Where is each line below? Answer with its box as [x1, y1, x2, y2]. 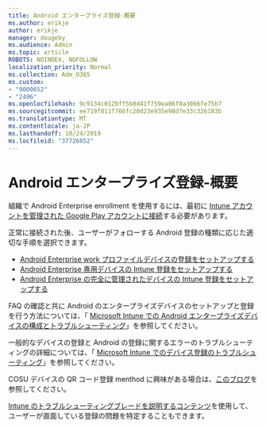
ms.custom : [8, 78, 44, 86]
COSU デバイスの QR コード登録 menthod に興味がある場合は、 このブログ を [8, 374, 258, 384]
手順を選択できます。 [21, 238, 91, 247]
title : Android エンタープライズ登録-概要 [8, 11, 137, 20]
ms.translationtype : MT [8, 115, 87, 123]
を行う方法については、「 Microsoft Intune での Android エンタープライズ [8, 311, 245, 321]
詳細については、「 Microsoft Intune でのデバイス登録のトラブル [35, 348, 243, 357]
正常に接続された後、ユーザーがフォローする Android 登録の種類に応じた [8, 227, 247, 238]
